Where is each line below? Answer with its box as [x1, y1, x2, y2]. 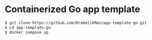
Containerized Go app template [5, 4, 140, 15]
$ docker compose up [5, 29, 49, 35]
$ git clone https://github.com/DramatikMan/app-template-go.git [5, 20, 147, 25]
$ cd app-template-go [5, 25, 51, 30]
